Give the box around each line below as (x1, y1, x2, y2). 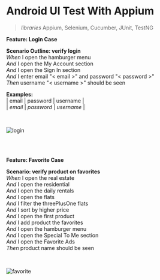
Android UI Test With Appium (6, 4, 155, 18)
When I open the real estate (6, 174, 75, 181)
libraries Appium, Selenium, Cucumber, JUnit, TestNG (20, 24, 154, 31)
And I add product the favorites (6, 219, 83, 226)
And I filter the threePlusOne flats (6, 200, 89, 207)
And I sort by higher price (6, 206, 70, 213)
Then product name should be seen (6, 244, 95, 251)
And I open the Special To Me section (6, 231, 99, 239)
